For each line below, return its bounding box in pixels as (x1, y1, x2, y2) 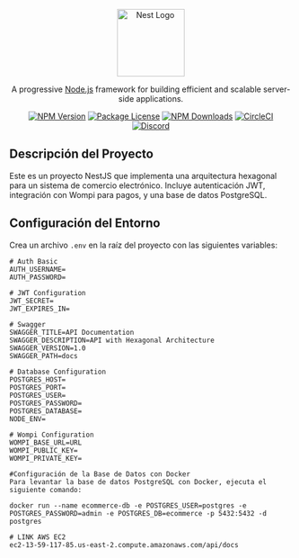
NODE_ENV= (9, 414, 47, 423)
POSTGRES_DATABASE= (9, 406, 83, 416)
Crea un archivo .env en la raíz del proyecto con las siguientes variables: (9, 239, 278, 250)
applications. (136, 94, 184, 103)
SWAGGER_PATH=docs (9, 351, 78, 360)
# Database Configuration (9, 367, 106, 376)
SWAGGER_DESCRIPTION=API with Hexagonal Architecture (9, 336, 215, 345)
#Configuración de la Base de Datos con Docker (9, 469, 191, 479)
